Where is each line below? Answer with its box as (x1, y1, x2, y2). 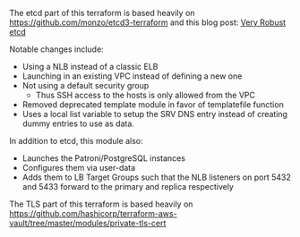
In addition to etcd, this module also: (9, 136, 143, 146)
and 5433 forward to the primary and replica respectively (21, 182, 235, 191)
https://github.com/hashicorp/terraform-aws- (9, 208, 177, 218)
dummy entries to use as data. (21, 118, 134, 129)
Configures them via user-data (21, 163, 136, 173)
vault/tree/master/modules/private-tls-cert (9, 218, 167, 228)
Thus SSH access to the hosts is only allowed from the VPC (35, 89, 256, 100)
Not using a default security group (21, 80, 150, 90)
